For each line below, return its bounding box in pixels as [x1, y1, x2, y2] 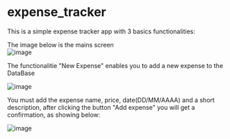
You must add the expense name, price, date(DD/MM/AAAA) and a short [7, 95, 215, 104]
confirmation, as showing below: [7, 111, 101, 119]
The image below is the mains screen [7, 40, 115, 49]
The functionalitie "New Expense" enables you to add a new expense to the [7, 61, 224, 69]
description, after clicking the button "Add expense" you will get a [7, 103, 195, 111]
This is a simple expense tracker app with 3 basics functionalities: [7, 27, 196, 35]
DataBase [7, 69, 35, 77]
